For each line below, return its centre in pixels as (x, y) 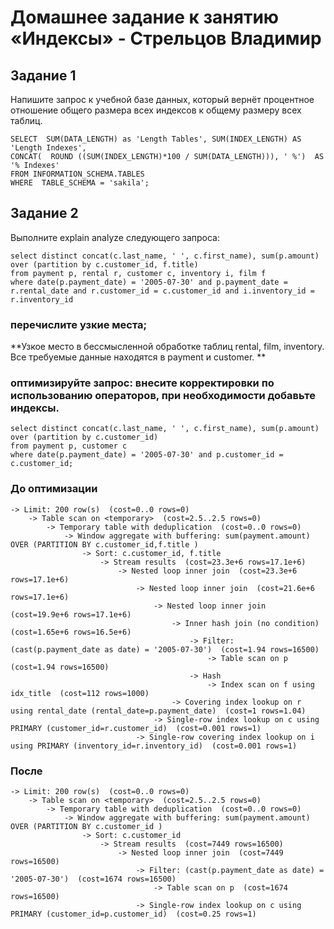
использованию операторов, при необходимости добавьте (163, 396)
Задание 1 (43, 75)
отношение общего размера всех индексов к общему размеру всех (156, 110)
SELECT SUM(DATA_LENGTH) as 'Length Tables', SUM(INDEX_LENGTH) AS (156, 139)
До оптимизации (54, 489)
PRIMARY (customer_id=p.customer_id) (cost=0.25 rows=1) (133, 914)
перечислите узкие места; (79, 324)
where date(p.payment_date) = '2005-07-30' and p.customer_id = (147, 455)
